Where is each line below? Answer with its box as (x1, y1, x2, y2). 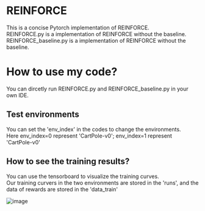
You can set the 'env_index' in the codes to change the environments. (6, 125, 181, 133)
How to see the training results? (6, 157, 130, 167)
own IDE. (6, 91, 29, 98)
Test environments (6, 109, 79, 120)
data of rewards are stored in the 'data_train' (6, 185, 118, 193)
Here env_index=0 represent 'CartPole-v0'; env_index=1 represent (6, 132, 173, 139)
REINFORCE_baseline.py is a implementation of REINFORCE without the (6, 37, 186, 44)
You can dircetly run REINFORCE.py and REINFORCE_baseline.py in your (6, 85, 189, 92)
